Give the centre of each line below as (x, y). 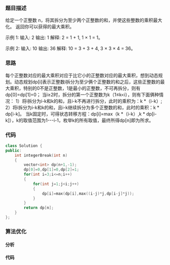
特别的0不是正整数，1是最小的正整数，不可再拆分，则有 (82, 88)
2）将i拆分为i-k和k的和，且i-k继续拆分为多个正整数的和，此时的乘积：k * (82, 107)
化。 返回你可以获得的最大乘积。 (40, 27)
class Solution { (24, 146)
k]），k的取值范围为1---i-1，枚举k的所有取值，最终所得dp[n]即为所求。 (80, 120)
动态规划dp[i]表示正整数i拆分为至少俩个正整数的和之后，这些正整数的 (87, 82)
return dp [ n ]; (39, 208)
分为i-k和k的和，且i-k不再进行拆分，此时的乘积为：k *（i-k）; (97, 101)
